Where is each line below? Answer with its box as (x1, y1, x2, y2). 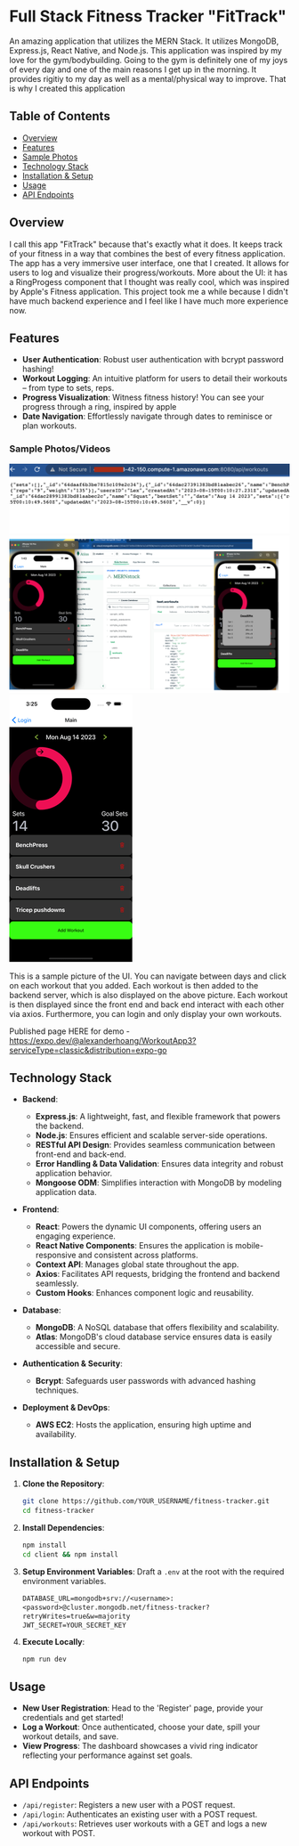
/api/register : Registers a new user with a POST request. (21, 1800, 236, 1810)
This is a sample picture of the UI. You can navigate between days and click (9, 971, 287, 981)
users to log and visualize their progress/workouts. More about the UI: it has (9, 267, 287, 278)
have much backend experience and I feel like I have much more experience (9, 296, 289, 306)
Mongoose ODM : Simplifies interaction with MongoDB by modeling (35, 1177, 282, 1188)
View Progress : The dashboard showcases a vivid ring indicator (21, 1741, 258, 1752)
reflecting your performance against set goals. (21, 1750, 193, 1761)
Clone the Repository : (21, 1478, 105, 1489)
